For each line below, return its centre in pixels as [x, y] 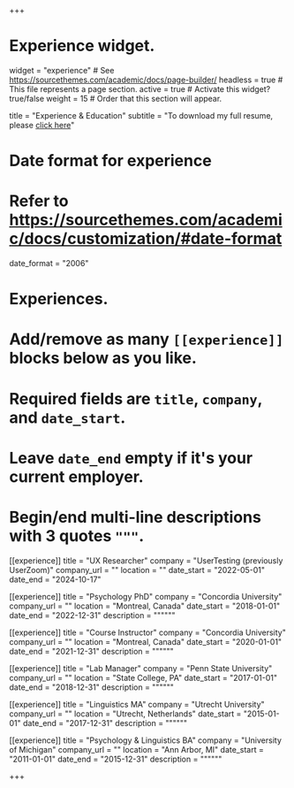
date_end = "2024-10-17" [55, 579]
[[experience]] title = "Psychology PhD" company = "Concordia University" [146, 596]
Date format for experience [110, 161]
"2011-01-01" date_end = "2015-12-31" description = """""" [116, 759]
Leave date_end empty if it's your [131, 458]
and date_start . [68, 417]
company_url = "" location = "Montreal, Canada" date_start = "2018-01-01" [145, 606]
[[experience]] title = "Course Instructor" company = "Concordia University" [148, 632]
